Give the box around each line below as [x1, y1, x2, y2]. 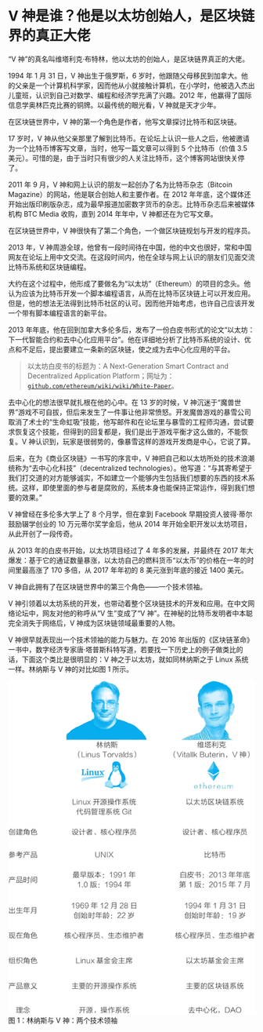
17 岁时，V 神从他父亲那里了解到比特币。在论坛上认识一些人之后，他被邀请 [8, 133, 250, 143]
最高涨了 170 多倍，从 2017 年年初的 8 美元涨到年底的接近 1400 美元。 [21, 565, 248, 574]
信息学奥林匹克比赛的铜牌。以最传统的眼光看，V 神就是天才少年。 [8, 100, 221, 110]
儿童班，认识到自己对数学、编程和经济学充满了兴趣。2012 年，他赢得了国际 [8, 90, 252, 100]
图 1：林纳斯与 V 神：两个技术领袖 [8, 1016, 118, 1025]
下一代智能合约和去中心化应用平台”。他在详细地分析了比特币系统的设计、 [8, 334, 245, 344]
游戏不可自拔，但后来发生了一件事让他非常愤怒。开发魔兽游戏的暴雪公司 [18, 407, 252, 417]
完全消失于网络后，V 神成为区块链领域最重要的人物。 [8, 618, 180, 628]
